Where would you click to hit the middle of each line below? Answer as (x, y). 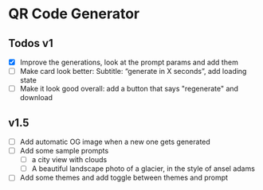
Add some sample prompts (64, 151)
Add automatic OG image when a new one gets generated (115, 142)
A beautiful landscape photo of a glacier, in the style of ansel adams (143, 169)
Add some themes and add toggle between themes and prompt (124, 178)
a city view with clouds (69, 160)
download (36, 98)
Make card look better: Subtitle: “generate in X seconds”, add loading (133, 72)
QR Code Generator (74, 14)
